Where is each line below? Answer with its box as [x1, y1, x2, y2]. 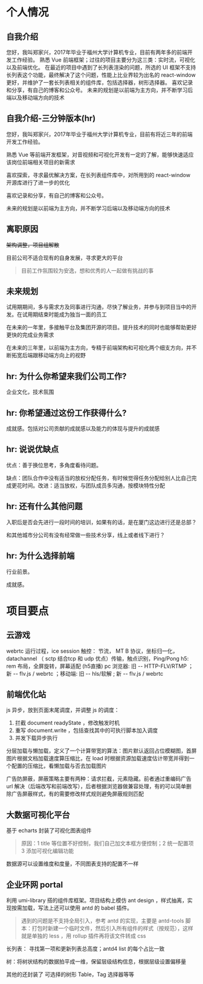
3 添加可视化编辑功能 [21, 847, 74, 855]
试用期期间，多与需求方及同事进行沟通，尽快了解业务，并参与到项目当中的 [6, 303, 192, 311]
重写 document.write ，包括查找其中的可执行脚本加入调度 [14, 727, 158, 734]
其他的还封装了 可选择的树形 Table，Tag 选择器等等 [6, 971, 135, 978]
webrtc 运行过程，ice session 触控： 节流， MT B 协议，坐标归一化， [6, 647, 178, 655]
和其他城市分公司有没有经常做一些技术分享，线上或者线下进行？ [6, 531, 165, 539]
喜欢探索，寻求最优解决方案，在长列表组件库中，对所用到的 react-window [6, 171, 191, 178]
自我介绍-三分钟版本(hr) [6, 113, 96, 124]
